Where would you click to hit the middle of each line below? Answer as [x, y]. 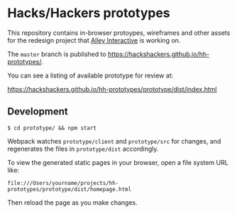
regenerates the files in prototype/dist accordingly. [83, 149]
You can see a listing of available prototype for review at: [90, 75]
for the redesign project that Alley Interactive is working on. [94, 40]
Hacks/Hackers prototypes [89, 13]
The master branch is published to [57, 54]
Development [38, 112]
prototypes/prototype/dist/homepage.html [70, 189]
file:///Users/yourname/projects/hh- [63, 183]
